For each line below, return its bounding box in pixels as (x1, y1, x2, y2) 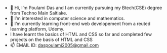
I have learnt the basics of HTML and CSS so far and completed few (10, 31, 152, 37)
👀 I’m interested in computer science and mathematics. (10, 15, 125, 21)
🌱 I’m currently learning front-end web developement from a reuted (10, 20, 151, 26)
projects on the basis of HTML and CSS (10, 36, 93, 42)
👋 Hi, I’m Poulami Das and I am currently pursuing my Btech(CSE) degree (10, 5, 162, 10)
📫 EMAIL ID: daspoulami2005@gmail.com (10, 42, 99, 48)
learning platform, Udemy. (10, 26, 65, 32)
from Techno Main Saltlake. (10, 10, 67, 16)
